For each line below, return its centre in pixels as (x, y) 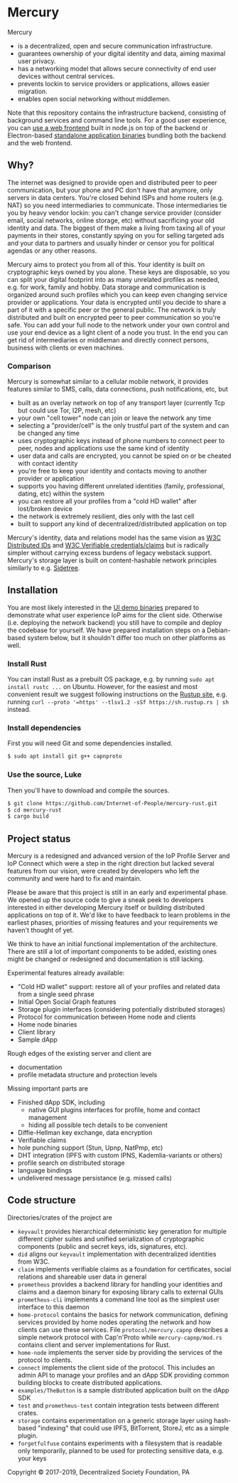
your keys (32, 1458)
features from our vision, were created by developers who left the (103, 871)
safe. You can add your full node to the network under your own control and (118, 325)
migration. (32, 91)
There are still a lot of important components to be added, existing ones (112, 952)
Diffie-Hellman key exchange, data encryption (85, 1133)
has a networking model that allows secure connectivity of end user (117, 68)
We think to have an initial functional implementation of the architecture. (113, 944)
